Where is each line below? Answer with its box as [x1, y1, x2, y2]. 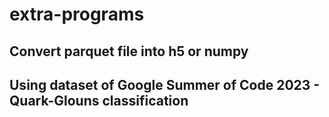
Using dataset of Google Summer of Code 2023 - [9, 76, 321, 93]
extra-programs [9, 3, 145, 26]
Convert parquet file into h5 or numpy [9, 43, 249, 60]
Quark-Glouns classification [9, 92, 189, 109]
